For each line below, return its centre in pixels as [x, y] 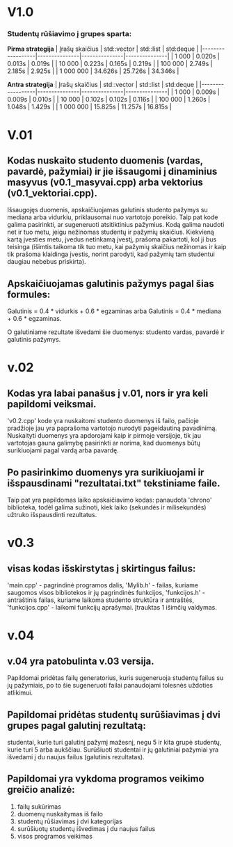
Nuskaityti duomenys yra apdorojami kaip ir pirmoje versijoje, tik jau [104, 436]
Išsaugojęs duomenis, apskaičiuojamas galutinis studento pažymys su [107, 210]
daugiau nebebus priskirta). [47, 262]
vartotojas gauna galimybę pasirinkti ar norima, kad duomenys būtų [104, 443]
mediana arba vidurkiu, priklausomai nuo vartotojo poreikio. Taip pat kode [113, 217]
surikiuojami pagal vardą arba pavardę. [63, 450]
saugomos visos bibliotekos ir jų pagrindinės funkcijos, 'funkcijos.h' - [106, 593]
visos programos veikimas [55, 836]
